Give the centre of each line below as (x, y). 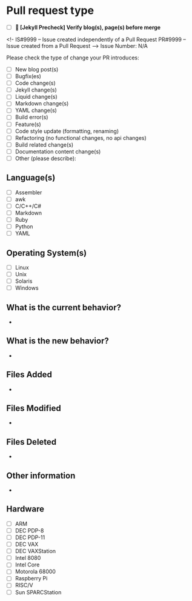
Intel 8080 (28, 558)
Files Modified (34, 409)
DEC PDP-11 (30, 537)
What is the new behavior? (58, 341)
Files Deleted (31, 442)
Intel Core (27, 565)
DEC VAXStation (35, 551)
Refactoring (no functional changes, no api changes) (81, 138)
